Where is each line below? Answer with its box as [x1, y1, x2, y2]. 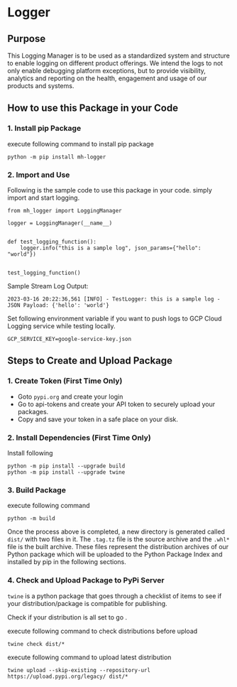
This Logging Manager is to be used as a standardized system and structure [7, 51, 231, 60]
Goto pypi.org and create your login [17, 392, 123, 401]
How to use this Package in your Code [7, 102, 179, 114]
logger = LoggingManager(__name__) [7, 220, 113, 227]
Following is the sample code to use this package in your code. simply [7, 185, 213, 194]
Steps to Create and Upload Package [7, 355, 172, 367]
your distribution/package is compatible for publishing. [7, 599, 168, 607]
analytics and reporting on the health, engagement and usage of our [7, 74, 207, 82]
